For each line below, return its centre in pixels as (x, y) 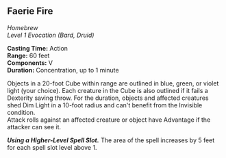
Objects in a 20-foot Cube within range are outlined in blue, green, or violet (113, 83)
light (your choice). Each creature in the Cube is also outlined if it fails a (108, 90)
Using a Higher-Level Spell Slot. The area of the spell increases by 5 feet (111, 140)
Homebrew (23, 27)
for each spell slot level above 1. (52, 147)
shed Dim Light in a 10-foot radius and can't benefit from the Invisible (105, 105)
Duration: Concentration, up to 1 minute (63, 70)
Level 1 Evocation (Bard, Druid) (51, 35)
